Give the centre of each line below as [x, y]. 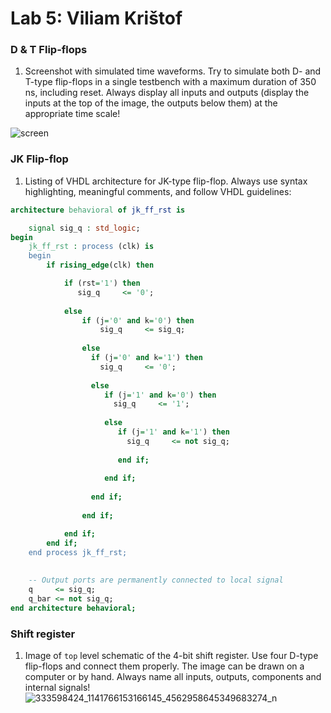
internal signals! [57, 687]
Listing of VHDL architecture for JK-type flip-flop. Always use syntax [166, 181]
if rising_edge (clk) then [100, 265]
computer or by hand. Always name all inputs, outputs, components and [173, 676]
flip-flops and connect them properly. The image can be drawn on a [164, 666]
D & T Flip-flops [49, 50]
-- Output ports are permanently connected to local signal [156, 580]
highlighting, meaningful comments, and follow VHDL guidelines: [158, 191]
